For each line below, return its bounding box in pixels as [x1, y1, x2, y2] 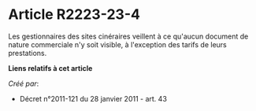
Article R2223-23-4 [8, 6, 140, 24]
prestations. [8, 48, 47, 57]
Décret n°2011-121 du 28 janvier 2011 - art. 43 [19, 94, 168, 103]
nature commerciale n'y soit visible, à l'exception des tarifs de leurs [8, 39, 227, 49]
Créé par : [8, 79, 39, 88]
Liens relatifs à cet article [8, 63, 93, 72]
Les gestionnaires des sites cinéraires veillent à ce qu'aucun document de [8, 31, 249, 41]
